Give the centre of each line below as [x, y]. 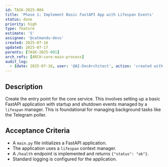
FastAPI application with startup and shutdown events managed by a [76, 104]
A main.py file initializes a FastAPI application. [60, 143]
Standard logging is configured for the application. [65, 159]
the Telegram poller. [26, 115]
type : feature [20, 29]
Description [24, 87]
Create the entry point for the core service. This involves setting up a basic [83, 98]
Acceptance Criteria [37, 131]
